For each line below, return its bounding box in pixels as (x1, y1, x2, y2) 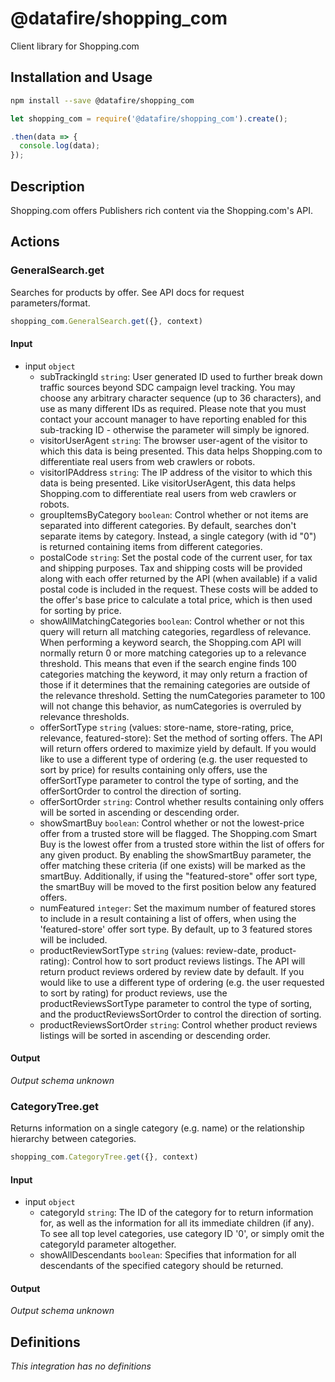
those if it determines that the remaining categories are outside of (39, 678, 311, 691)
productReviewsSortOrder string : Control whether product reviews (39, 1018, 318, 1031)
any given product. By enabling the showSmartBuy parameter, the (39, 848, 312, 861)
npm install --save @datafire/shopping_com (10, 95, 195, 106)
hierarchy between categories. (10, 1133, 137, 1145)
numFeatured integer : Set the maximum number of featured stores (39, 902, 317, 914)
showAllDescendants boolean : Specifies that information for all (39, 1249, 297, 1261)
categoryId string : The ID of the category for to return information (39, 1207, 314, 1219)
